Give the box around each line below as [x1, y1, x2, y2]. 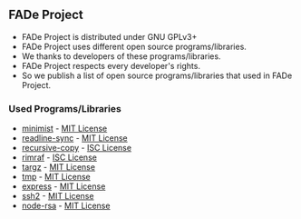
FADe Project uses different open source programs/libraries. [21, 41, 247, 52]
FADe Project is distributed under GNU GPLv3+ [21, 31, 198, 42]
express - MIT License [21, 181, 106, 192]
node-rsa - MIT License [21, 200, 111, 212]
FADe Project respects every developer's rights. [21, 60, 201, 71]
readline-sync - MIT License [21, 133, 128, 144]
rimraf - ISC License [21, 152, 97, 163]
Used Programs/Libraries [8, 102, 121, 114]
